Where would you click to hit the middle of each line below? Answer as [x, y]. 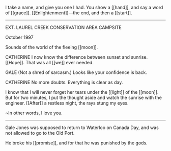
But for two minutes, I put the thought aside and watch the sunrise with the [83, 97]
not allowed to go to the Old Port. [40, 133]
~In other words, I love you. [34, 113]
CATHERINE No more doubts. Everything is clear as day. [64, 82]
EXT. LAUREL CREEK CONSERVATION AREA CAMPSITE [64, 27]
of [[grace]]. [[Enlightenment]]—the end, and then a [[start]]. [69, 13]
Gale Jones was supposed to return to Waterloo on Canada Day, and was [82, 128]
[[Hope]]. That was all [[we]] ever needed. [50, 62]
